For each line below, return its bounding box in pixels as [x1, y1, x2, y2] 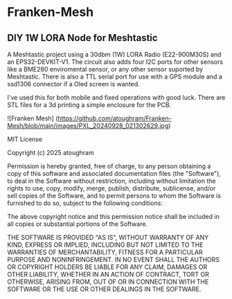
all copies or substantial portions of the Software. [7, 220, 148, 228]
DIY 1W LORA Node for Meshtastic [7, 32, 158, 44]
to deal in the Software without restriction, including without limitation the [7, 177, 216, 185]
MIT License [7, 135, 43, 143]
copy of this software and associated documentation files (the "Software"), [7, 170, 222, 177]
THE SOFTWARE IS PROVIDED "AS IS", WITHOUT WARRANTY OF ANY [7, 234, 209, 241]
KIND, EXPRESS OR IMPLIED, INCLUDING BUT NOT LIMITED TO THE [7, 241, 204, 249]
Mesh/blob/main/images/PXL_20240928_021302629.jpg [7, 122, 169, 129]
